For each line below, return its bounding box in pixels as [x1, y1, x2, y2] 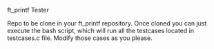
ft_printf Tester [7, 6, 50, 14]
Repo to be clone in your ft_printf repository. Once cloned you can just [7, 19, 207, 27]
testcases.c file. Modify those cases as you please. [7, 34, 153, 42]
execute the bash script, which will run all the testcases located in [7, 27, 195, 35]
